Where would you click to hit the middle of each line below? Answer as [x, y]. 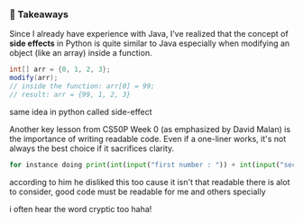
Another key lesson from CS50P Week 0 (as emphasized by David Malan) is [150, 129]
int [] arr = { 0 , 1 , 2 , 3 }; [60, 70]
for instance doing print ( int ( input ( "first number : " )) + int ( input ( [145, 165]
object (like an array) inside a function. [81, 53]
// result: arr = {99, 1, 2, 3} [70, 94]
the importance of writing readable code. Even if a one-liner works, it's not [148, 138]
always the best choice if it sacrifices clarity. [92, 148]
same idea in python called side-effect [81, 111]
